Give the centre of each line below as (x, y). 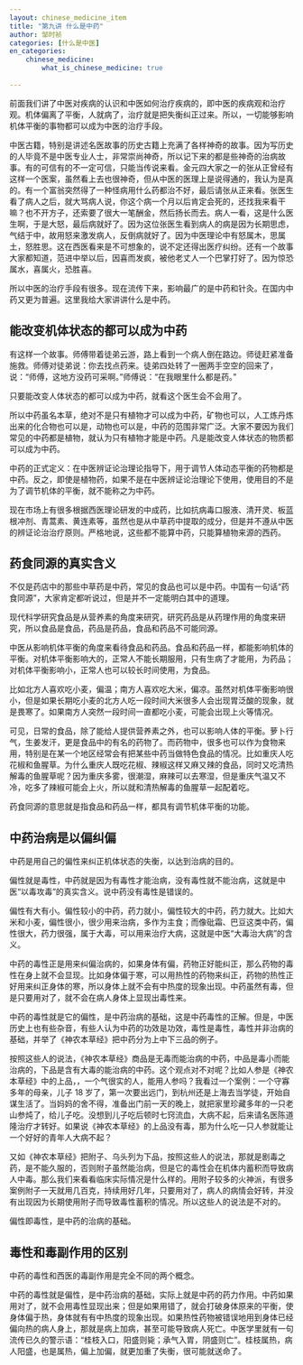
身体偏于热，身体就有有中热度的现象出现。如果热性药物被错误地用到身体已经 (151, 1317)
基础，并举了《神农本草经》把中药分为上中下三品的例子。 (116, 1039)
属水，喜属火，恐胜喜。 (53, 269)
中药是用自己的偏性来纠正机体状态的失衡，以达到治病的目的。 (124, 862)
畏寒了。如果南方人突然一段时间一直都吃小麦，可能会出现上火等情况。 (147, 712)
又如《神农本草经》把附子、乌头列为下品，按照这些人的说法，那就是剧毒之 (147, 1157)
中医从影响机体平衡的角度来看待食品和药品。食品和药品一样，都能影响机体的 (151, 648)
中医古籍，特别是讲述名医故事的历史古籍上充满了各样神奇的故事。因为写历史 (151, 144)
